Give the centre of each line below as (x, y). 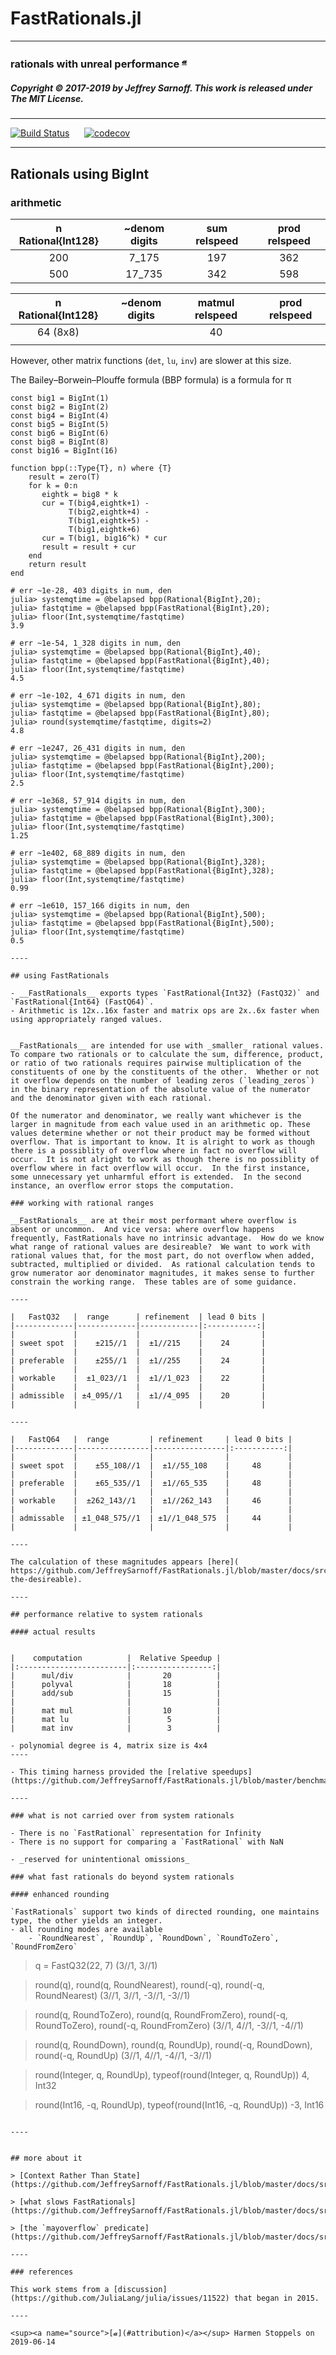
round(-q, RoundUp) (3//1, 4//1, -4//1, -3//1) (123, 2055)
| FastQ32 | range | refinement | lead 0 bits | (138, 1317)
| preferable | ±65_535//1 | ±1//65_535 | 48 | (151, 1483)
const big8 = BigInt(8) (60, 442)
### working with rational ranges (82, 1203)
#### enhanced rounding (60, 1894)
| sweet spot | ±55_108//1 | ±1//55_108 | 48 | (151, 1465)
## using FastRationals (60, 975)
